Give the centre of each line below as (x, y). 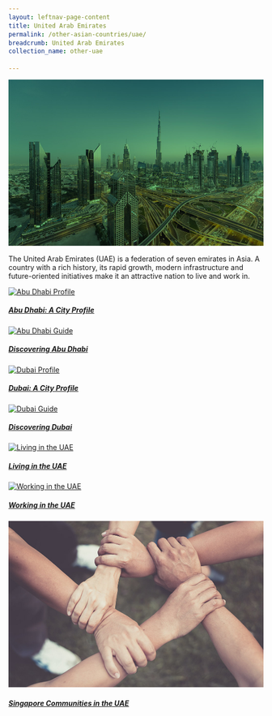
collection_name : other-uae (56, 51)
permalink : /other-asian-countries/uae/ (78, 34)
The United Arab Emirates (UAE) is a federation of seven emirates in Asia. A (134, 259)
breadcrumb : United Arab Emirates (67, 43)
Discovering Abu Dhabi (48, 349)
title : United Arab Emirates (57, 26)
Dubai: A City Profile (44, 388)
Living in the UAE (38, 466)
